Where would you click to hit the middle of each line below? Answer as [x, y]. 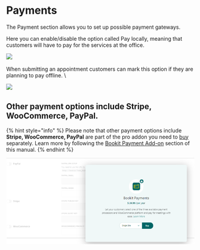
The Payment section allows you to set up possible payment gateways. [93, 27]
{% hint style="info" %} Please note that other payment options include [94, 130]
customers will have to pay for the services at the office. [75, 45]
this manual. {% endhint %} [40, 149]
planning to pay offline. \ [36, 75]
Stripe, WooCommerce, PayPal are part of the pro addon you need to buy [98, 137]
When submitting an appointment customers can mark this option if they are [100, 69]
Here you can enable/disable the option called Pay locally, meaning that [94, 38]
